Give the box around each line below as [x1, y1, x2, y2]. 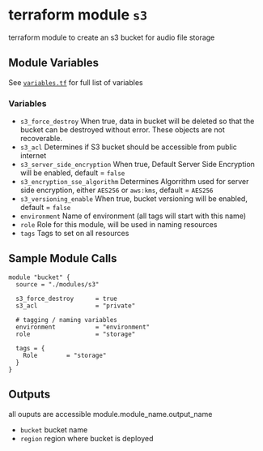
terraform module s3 [8, 6, 148, 24]
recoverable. [19, 134, 63, 144]
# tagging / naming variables [15, 316, 117, 324]
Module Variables [8, 56, 100, 70]
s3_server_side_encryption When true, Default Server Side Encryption [19, 160, 255, 170]
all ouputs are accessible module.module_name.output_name [8, 409, 213, 419]
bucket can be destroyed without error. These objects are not [19, 125, 225, 135]
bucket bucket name [19, 424, 88, 435]
